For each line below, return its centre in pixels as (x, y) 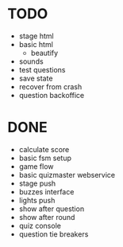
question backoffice (52, 95)
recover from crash (50, 86)
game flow (36, 166)
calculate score (44, 149)
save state (36, 78)
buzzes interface (46, 191)
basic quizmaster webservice (67, 174)
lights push (37, 200)
